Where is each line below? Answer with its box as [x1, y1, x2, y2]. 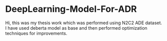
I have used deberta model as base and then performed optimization [5, 25, 147, 31]
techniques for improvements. [5, 30, 67, 36]
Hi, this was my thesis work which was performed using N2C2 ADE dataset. [5, 20, 162, 26]
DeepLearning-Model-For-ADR [5, 3, 137, 15]
